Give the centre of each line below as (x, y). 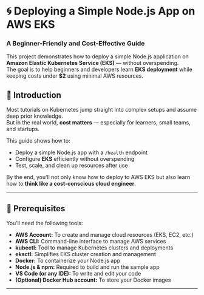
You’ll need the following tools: (45, 223)
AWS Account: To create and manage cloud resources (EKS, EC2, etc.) (104, 235)
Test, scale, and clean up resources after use (71, 166)
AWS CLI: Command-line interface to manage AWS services (90, 242)
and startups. (23, 129)
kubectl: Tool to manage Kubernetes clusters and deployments (94, 248)
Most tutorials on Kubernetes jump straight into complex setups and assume (102, 110)
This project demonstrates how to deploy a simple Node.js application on (98, 56)
